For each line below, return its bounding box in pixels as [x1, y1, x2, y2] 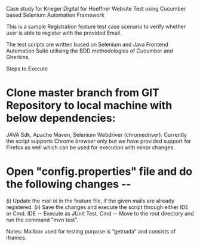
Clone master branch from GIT [6, 86, 160, 100]
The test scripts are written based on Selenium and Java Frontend [6, 41, 169, 48]
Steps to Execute [6, 65, 48, 72]
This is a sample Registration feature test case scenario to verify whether [6, 23, 186, 30]
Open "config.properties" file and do [6, 165, 193, 179]
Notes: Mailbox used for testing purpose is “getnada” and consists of [6, 227, 176, 235]
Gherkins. [6, 54, 30, 60]
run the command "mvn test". [6, 216, 79, 223]
